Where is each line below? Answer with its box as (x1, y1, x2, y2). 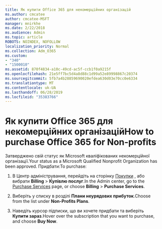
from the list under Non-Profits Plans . (12, 198, 90, 204)
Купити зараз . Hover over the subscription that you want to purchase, (12, 213, 155, 219)
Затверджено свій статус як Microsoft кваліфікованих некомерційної (5, 153, 150, 159)
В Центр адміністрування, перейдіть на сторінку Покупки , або (12, 173, 145, 179)
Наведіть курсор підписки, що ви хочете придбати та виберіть (12, 208, 144, 214)
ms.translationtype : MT (5, 80, 54, 85)
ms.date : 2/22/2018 (5, 26, 45, 31)
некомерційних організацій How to (5, 126, 154, 137)
